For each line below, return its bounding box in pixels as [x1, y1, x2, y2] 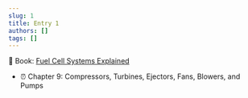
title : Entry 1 [8, 19, 60, 27]
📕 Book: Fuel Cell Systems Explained [8, 56, 130, 66]
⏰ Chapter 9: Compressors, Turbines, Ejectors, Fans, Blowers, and [19, 71, 241, 81]
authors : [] [8, 27, 48, 35]
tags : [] [8, 34, 38, 43]
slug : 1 [8, 11, 35, 20]
